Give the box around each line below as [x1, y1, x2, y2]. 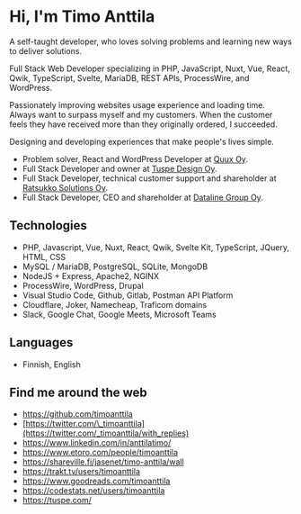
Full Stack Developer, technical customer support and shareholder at [22, 173, 277, 184]
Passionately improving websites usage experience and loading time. [9, 99, 265, 110]
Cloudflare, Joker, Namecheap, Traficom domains [22, 299, 208, 310]
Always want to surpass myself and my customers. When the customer [9, 109, 273, 120]
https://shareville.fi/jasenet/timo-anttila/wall [22, 456, 184, 467]
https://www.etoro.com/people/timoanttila [22, 447, 178, 458]
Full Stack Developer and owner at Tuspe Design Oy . [22, 163, 217, 174]
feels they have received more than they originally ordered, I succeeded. [9, 119, 279, 130]
